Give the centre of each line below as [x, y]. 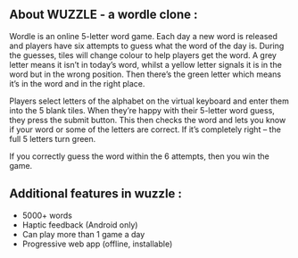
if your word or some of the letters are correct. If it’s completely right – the [145, 129]
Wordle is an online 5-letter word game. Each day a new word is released [144, 36]
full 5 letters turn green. [53, 138]
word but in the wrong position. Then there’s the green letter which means [145, 74]
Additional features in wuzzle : [96, 194]
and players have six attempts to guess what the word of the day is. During [147, 46]
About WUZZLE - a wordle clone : [103, 15]
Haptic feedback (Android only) [80, 225]
